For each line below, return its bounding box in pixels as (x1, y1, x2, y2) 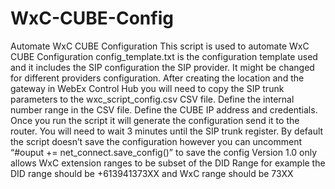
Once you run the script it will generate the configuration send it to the (10, 114, 300, 126)
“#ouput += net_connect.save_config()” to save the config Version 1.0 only (10, 146, 318, 158)
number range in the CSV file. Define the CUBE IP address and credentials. (10, 103, 318, 116)
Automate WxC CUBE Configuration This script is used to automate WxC (10, 40, 310, 52)
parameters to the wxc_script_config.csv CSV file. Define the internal (10, 93, 295, 105)
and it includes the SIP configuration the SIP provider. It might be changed (10, 61, 315, 73)
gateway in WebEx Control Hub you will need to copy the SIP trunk (10, 82, 285, 94)
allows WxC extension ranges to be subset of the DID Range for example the (10, 157, 326, 169)
